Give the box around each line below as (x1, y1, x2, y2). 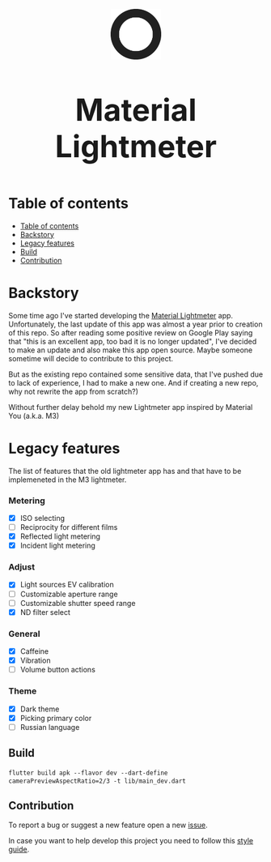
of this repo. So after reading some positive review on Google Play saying (8, 327, 253, 337)
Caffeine (19, 646, 49, 656)
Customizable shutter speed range (19, 598, 136, 608)
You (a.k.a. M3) (8, 411, 59, 420)
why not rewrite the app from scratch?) (8, 386, 139, 396)
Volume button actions (19, 665, 95, 675)
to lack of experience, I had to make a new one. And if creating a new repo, (8, 378, 259, 387)
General (8, 628, 40, 639)
